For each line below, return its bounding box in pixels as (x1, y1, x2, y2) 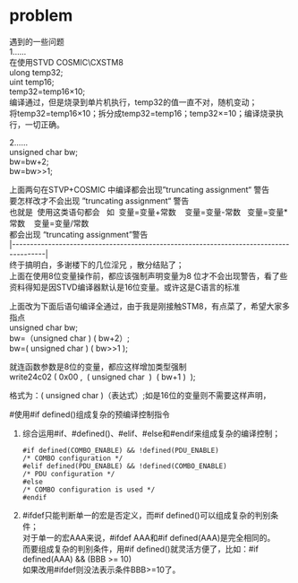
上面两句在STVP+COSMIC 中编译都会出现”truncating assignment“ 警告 (9, 184, 270, 195)
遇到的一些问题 (9, 36, 64, 47)
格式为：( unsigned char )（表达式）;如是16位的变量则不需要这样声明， (9, 389, 271, 400)
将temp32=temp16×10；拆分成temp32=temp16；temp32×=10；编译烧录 (9, 108, 276, 118)
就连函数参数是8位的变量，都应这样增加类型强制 (9, 361, 187, 372)
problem (9, 5, 73, 26)
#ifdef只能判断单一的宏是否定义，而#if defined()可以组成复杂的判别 (21, 509, 271, 520)
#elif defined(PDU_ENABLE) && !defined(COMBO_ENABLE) (21, 461, 227, 471)
